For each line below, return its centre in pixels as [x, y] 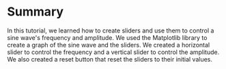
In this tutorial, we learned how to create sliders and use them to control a [111, 30]
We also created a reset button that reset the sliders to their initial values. [110, 59]
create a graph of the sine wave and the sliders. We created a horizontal [109, 45]
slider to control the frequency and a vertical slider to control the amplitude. [113, 52]
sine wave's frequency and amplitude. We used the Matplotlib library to [107, 37]
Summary [35, 12]
